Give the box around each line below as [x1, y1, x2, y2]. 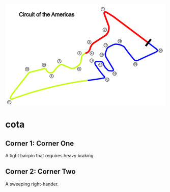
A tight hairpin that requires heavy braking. [5, 152, 95, 158]
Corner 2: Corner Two [5, 167, 76, 176]
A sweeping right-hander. [5, 181, 59, 187]
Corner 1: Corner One [5, 139, 74, 148]
